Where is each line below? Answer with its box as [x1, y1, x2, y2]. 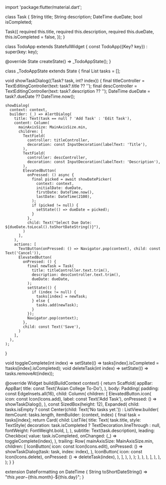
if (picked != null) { [31, 203, 79, 208]
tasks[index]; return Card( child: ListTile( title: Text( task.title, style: [5, 417, 141, 423]
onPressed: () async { [27, 173, 74, 178]
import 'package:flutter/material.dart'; [5, 4, 82, 10]
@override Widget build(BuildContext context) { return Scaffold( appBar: [5, 380, 153, 386]
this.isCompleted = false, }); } [5, 34, 65, 40]
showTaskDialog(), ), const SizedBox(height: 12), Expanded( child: [5, 401, 140, 407]
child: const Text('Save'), [23, 324, 81, 329]
